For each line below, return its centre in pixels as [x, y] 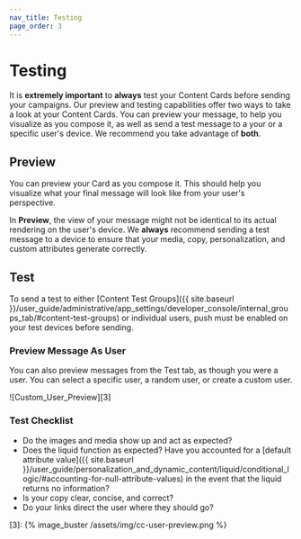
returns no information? [66, 488]
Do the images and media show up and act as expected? [127, 440]
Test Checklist [41, 421]
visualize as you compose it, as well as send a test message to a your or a [146, 124]
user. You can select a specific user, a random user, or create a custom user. [151, 380]
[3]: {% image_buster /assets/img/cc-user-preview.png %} [118, 525]
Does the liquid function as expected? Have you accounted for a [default [157, 450]
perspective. [32, 202]
